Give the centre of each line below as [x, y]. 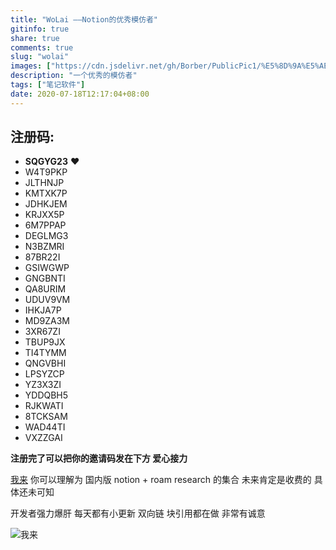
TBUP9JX [45, 342]
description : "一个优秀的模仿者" [74, 76]
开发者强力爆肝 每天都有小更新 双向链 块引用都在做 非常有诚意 [138, 513]
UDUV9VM [47, 300]
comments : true [42, 47]
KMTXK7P [46, 193]
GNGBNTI [45, 278]
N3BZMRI [44, 247]
